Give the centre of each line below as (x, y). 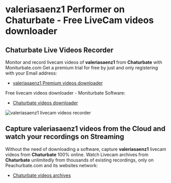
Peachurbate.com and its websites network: (52, 165)
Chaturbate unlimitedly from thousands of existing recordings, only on (80, 160)
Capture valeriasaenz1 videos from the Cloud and (86, 129)
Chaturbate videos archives (42, 175)
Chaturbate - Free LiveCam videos (80, 20)
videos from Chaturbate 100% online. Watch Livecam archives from (77, 154)
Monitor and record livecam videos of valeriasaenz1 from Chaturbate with (84, 62)
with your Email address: (31, 73)
